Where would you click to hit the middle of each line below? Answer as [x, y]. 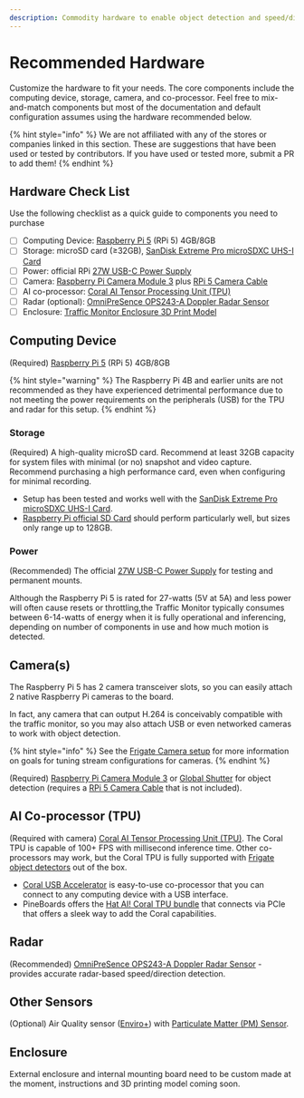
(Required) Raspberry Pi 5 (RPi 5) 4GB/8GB [90, 363]
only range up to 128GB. [67, 528]
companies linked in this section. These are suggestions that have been [143, 144]
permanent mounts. [46, 580]
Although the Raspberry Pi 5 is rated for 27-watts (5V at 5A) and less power [150, 598]
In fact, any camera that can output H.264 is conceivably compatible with [146, 714]
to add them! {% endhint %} [62, 163]
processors [30, 857]
